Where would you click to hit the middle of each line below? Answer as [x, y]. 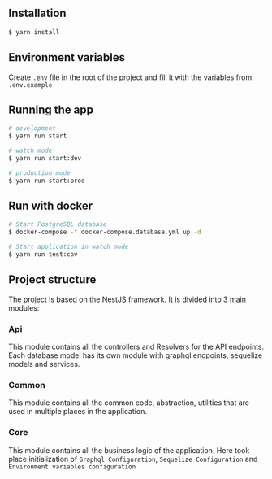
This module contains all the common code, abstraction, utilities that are [129, 403]
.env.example [30, 85]
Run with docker [51, 205]
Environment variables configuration [72, 467]
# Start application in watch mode [69, 247]
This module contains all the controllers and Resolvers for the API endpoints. [136, 346]
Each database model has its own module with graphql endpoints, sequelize [136, 355]
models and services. [44, 364]
